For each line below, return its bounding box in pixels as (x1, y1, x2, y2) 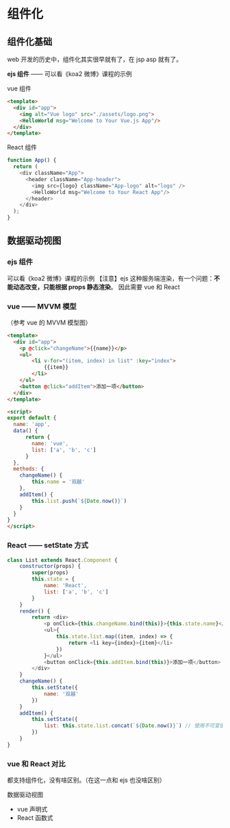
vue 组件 (7, 84, 32, 93)
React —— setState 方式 (7, 541, 89, 550)
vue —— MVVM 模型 (7, 301, 77, 311)
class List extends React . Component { (7, 556, 118, 563)
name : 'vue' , (31, 440, 69, 447)
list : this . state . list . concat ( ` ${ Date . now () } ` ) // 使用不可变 (43, 722, 220, 729)
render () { (19, 608, 51, 615)
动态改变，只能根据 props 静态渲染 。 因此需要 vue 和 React (12, 283, 180, 291)
